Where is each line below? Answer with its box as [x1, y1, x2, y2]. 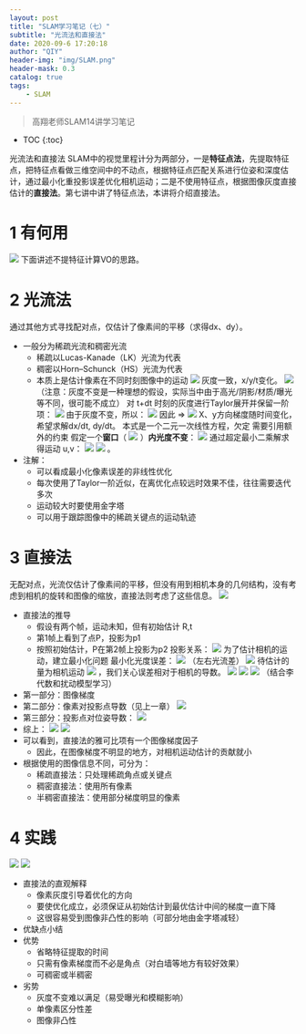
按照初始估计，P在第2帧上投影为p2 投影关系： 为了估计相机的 [36, 644, 280, 655]
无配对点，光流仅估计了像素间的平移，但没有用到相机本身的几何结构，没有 [9, 579, 289, 590]
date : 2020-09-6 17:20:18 [9, 38, 107, 48]
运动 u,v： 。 [44, 443, 116, 454]
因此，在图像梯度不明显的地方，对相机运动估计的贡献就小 [36, 747, 252, 758]
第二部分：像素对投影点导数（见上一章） [22, 701, 175, 712]
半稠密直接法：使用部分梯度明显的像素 [36, 792, 180, 803]
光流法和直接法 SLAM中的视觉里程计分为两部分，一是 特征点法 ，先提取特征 [9, 152, 290, 164]
